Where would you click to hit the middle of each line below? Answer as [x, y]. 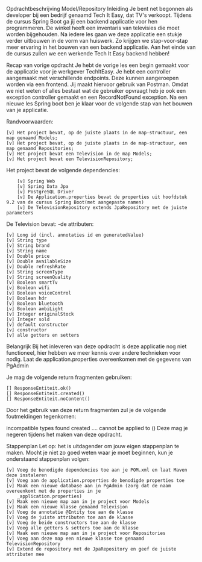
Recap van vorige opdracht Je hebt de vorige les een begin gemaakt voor [98, 65]
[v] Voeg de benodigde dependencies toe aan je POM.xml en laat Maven [97, 470]
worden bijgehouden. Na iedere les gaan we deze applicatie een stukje [94, 34]
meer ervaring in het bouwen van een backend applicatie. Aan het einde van [101, 47]
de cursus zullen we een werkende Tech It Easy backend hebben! [88, 53]
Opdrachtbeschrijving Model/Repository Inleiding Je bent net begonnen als [100, 9]
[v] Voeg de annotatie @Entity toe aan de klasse [70, 512]
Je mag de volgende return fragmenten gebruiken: [69, 377]
